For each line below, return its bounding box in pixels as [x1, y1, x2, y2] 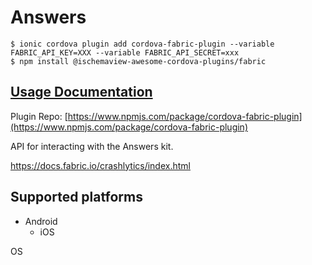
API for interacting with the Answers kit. [10, 140, 174, 152]
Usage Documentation [10, 84, 153, 101]
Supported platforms [10, 189, 143, 206]
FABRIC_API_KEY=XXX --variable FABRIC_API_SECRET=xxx [10, 47, 240, 58]
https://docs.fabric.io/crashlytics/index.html [10, 159, 191, 171]
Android [24, 215, 58, 227]
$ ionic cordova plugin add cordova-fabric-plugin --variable [10, 39, 275, 49]
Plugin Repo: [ [10, 110, 68, 122]
